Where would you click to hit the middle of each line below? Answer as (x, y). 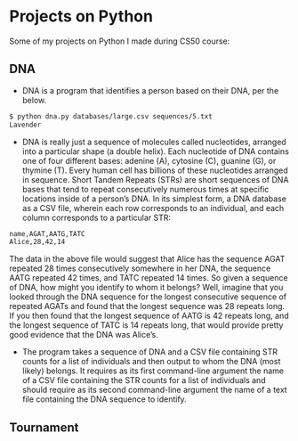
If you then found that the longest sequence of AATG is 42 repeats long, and (149, 316)
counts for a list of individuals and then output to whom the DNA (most (151, 362)
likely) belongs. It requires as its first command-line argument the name (153, 371)
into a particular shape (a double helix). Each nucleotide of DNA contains (155, 151)
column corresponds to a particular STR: (97, 217)
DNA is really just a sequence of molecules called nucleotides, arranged (154, 142)
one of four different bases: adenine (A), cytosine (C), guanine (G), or (149, 160)
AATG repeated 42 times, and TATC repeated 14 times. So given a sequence (149, 278)
